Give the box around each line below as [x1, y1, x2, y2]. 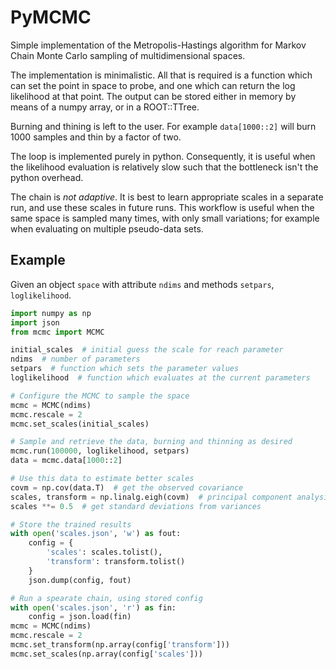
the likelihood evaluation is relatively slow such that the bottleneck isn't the [10, 161, 319, 173]
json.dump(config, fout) [28, 575, 132, 585]
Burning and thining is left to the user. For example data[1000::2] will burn [10, 120, 317, 132]
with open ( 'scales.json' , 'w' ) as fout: [10, 529, 182, 539]
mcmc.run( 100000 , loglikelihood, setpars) [10, 446, 190, 456]
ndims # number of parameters [10, 354, 141, 365]
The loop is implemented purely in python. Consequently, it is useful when [10, 150, 316, 162]
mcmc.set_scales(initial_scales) [10, 419, 150, 429]
